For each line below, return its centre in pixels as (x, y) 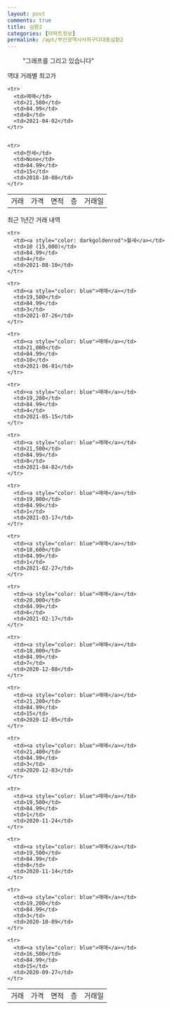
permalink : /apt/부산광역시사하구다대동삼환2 (65, 40)
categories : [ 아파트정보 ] (41, 33)
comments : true (29, 20)
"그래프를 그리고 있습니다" (59, 61)
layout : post (26, 14)
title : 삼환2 (25, 27)
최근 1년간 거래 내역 (34, 220)
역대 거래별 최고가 (32, 76)
